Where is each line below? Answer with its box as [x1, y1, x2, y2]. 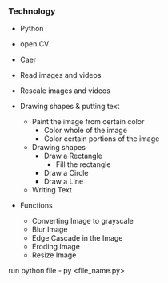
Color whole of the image [43, 126, 128, 135]
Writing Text [31, 185, 72, 195]
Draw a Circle [43, 168, 90, 178]
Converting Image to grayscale [31, 216, 134, 226]
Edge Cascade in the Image [31, 233, 123, 243]
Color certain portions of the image [43, 134, 160, 144]
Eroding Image [31, 242, 80, 252]
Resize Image [31, 250, 77, 260]
